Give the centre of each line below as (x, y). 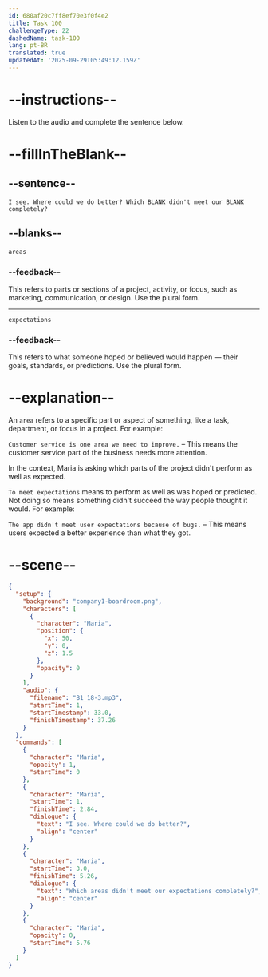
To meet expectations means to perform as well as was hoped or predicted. (133, 492)
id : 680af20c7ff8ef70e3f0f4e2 (59, 16)
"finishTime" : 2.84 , (63, 809)
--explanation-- (61, 398)
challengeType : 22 (39, 30)
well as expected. (37, 477)
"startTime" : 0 (55, 772)
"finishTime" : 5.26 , (63, 876)
